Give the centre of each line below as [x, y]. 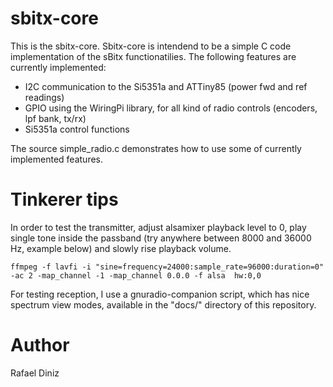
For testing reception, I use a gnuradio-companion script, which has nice [160, 294]
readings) [44, 97]
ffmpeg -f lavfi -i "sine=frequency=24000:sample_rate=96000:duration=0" [167, 267]
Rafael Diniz [35, 373]
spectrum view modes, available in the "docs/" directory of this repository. [163, 304]
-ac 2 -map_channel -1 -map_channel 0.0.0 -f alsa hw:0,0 [136, 275]
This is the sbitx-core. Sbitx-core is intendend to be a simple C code [151, 46]
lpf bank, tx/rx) [55, 118]
